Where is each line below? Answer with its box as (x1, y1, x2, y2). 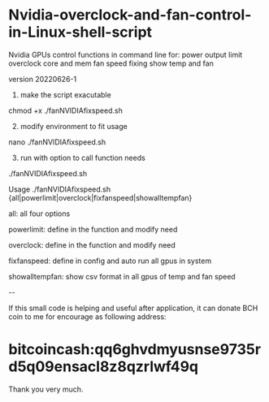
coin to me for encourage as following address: (8, 311, 167, 322)
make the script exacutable (20, 89, 111, 99)
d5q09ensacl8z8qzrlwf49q (8, 357, 199, 376)
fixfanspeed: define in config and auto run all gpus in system (8, 256, 212, 266)
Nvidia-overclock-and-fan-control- (8, 6, 252, 24)
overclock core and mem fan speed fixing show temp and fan (8, 58, 214, 68)
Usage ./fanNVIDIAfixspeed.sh (8, 184, 111, 194)
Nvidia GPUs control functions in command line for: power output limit (8, 50, 243, 59)
